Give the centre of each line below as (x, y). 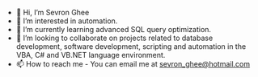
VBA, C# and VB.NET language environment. (91, 55)
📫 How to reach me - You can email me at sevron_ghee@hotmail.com (133, 64)
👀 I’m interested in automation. (67, 21)
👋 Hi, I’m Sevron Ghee (53, 12)
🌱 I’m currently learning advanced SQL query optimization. (114, 29)
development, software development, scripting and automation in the (131, 47)
